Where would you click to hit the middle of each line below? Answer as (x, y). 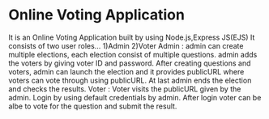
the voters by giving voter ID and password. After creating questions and (130, 63)
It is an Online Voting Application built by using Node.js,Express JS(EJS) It (132, 37)
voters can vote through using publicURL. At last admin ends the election (130, 80)
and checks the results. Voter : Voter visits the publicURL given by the (125, 89)
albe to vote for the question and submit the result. (93, 106)
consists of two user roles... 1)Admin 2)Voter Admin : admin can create (126, 45)
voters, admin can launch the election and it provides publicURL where (126, 71)
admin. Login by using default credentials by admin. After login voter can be (135, 97)
